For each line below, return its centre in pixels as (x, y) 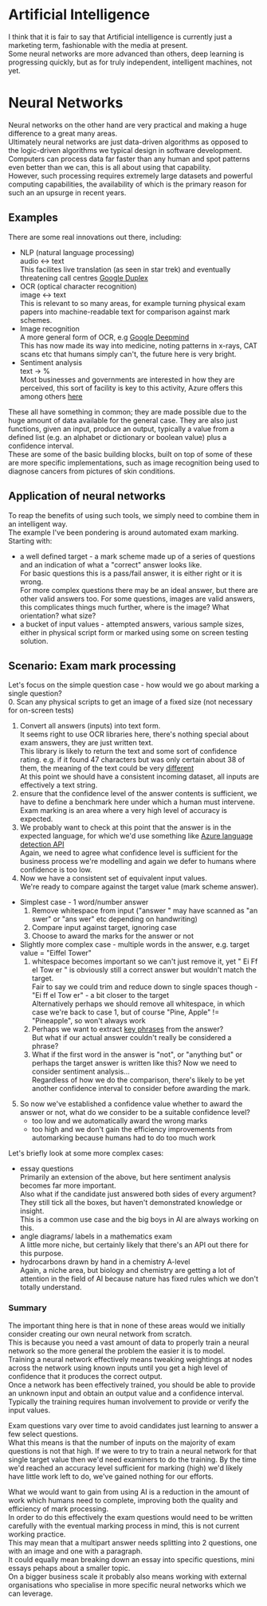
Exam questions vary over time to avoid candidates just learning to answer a (133, 1425)
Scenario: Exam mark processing (92, 666)
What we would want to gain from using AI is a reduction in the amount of (129, 1491)
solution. (34, 641)
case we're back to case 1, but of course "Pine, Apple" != (126, 1012)
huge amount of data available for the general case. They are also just (123, 420)
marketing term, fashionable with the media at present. (98, 45)
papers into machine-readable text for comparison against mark (125, 312)
